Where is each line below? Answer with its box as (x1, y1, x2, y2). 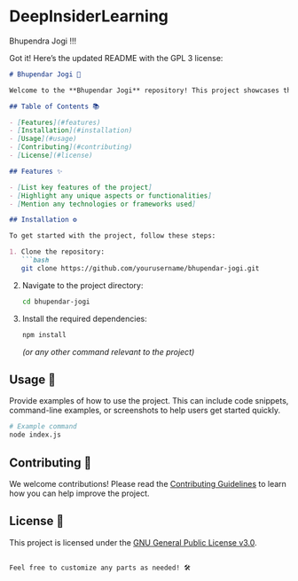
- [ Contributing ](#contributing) (9, 143, 133, 152)
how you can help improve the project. (9, 488, 150, 499)
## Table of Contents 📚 (9, 102, 100, 111)
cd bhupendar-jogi (21, 297, 90, 306)
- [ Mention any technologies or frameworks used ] (9, 200, 197, 208)
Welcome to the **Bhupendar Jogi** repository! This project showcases (9, 86, 279, 95)
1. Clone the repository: (9, 247, 105, 256)
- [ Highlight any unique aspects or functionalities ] (9, 191, 213, 200)
